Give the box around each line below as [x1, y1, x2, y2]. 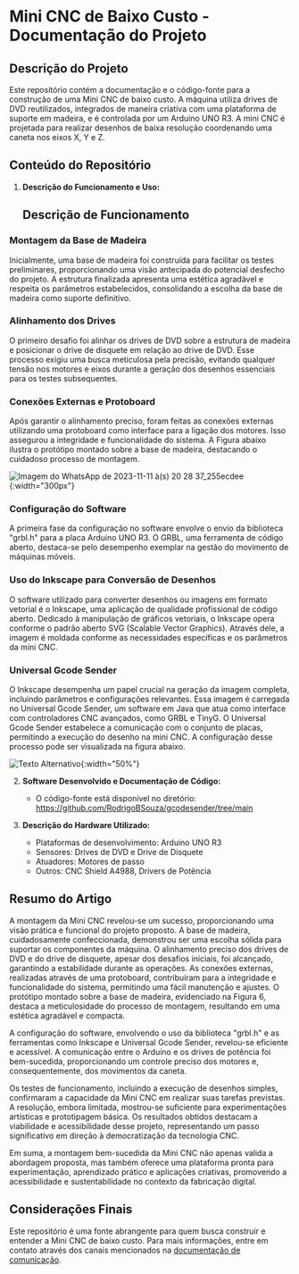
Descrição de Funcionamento [21, 207, 190, 222]
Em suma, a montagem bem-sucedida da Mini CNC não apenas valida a [9, 1147, 274, 1158]
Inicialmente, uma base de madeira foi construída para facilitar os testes [9, 255, 275, 265]
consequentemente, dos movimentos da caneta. [9, 1065, 187, 1076]
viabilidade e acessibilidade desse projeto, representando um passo [9, 1120, 260, 1131]
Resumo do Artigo [9, 892, 112, 907]
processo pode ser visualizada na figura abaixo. [9, 741, 186, 751]
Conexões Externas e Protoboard [9, 395, 156, 407]
